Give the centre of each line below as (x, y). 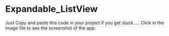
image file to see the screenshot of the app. (50, 28)
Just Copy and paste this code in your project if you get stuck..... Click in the (85, 23)
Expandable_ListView (51, 9)
